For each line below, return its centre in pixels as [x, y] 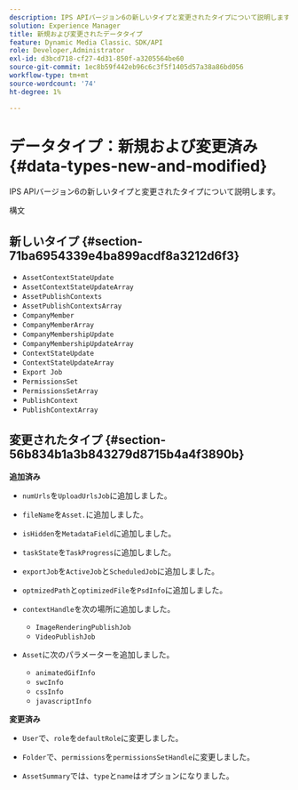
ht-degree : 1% [35, 92]
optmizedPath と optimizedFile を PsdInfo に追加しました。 [125, 590]
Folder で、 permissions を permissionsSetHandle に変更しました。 [138, 757]
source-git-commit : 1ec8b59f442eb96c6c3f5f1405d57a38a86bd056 [126, 68]
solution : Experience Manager [65, 26]
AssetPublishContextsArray [72, 306]
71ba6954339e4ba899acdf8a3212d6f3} [125, 256]
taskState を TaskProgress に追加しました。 [99, 552]
